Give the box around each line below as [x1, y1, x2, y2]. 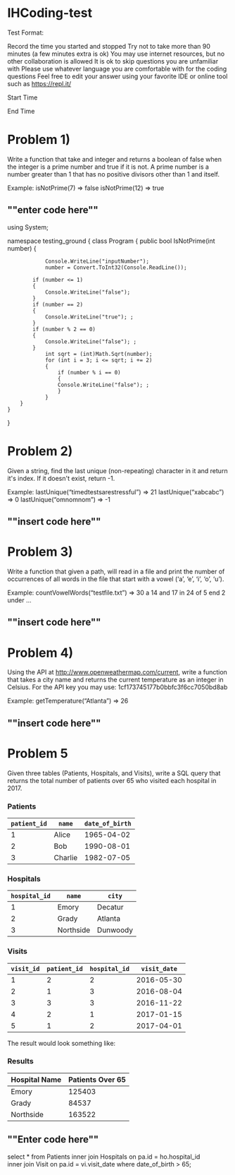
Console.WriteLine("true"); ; [44, 313, 134, 321]
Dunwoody [97, 925, 134, 935]
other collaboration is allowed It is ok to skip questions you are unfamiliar [7, 56, 219, 65]
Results [7, 1056, 34, 1066]
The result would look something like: [7, 1039, 116, 1047]
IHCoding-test [7, 5, 93, 21]
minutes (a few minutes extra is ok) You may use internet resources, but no [7, 49, 225, 58]
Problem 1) [7, 132, 70, 148]
